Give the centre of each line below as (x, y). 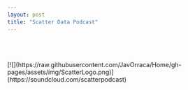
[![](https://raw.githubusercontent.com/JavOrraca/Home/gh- (94, 64)
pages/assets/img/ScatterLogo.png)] (60, 72)
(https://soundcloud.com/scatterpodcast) (67, 79)
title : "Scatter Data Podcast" (53, 22)
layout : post (26, 15)
